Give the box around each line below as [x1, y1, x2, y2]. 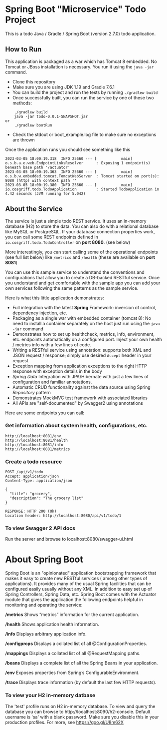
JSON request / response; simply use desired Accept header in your [12, 352, 152, 358]
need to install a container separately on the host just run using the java [12, 320, 161, 326]
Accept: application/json [5, 474, 59, 479]
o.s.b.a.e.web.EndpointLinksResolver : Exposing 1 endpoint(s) [5, 160, 151, 165]
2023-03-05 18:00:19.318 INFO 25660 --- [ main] [5, 156, 133, 161]
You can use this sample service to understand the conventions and [5, 269, 145, 275]
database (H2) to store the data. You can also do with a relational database [5, 223, 159, 229]
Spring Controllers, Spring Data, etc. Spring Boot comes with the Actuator [5, 591, 157, 598]
